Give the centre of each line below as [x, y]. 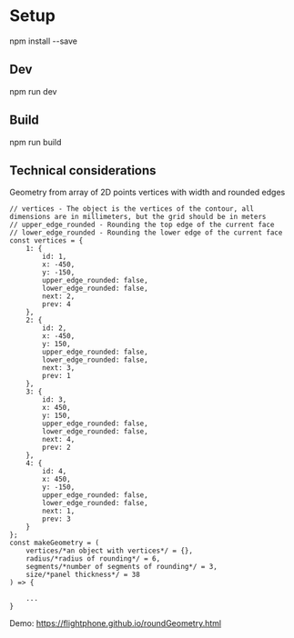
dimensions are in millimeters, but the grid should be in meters [138, 217]
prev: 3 [56, 519]
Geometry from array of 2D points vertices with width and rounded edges [147, 193]
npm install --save [44, 41]
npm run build [35, 142]
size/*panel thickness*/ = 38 [83, 575]
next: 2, [59, 296]
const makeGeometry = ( [55, 543]
